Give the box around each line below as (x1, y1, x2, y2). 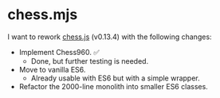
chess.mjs (7, 6, 78, 24)
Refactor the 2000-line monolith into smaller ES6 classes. (18, 81, 208, 91)
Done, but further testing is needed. (30, 56, 149, 65)
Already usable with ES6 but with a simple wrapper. (30, 73, 200, 83)
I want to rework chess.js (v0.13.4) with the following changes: (7, 32, 212, 41)
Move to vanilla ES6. (18, 65, 86, 74)
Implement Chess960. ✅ (18, 47, 100, 57)
